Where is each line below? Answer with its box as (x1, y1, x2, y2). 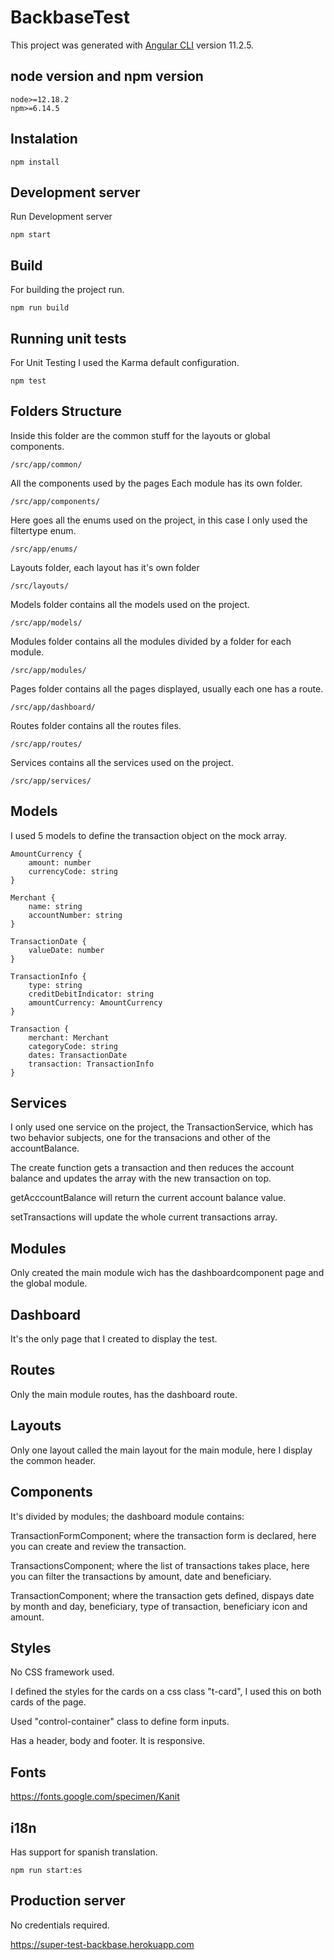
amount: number (28, 857, 92, 868)
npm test (10, 376, 47, 386)
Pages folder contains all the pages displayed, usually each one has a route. (10, 682, 324, 695)
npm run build (10, 303, 70, 313)
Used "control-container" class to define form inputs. (10, 1716, 230, 1728)
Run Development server (10, 211, 113, 223)
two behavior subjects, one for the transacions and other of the (10, 1132, 271, 1144)
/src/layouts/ (10, 581, 70, 591)
